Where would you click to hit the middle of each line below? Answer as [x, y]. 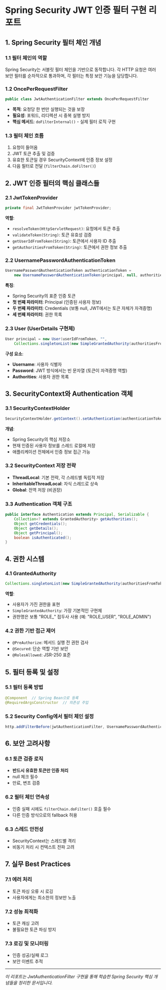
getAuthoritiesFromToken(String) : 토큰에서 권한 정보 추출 [70, 247]
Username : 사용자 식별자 [37, 364]
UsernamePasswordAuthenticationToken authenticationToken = [68, 271]
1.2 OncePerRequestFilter [37, 89]
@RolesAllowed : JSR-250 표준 [41, 655]
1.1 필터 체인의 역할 [26, 58]
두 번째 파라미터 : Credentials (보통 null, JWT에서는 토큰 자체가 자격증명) [82, 308]
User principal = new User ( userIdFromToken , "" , [56, 339]
